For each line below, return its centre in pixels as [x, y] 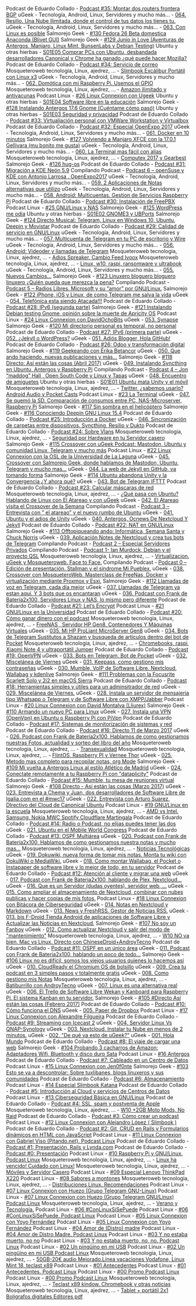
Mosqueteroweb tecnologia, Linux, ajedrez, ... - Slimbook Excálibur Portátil [96, 71]
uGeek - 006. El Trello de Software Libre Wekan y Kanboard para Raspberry [97, 992]
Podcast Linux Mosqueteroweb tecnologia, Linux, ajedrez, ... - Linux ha [91, 1160]
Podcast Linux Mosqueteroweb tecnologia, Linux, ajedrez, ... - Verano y [92, 1203]
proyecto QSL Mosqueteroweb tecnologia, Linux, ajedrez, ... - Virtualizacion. [98, 556]
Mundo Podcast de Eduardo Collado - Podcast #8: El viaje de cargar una [93, 1041]
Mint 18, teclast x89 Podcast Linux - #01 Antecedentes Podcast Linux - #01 [96, 1265]
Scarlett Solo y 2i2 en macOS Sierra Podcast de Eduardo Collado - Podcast [97, 681]
